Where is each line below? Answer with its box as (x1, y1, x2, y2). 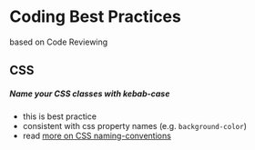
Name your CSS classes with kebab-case (9, 88, 170, 99)
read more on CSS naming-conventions (22, 130, 171, 142)
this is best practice (22, 111, 97, 122)
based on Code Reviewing (9, 36, 108, 47)
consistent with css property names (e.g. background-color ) (22, 121, 248, 132)
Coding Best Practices (9, 6, 182, 27)
